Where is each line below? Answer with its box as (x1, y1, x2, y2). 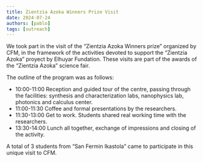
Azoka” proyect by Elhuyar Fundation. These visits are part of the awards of (6, 55, 197, 63)
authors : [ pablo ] (6, 20, 51, 26)
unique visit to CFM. (6, 149, 57, 157)
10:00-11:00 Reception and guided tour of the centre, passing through (15, 86, 191, 93)
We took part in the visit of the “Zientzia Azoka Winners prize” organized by (6, 43, 197, 50)
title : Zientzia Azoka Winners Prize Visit (6, 9, 119, 15)
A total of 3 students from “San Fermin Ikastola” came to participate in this (6, 143, 194, 150)
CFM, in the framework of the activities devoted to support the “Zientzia (6, 49, 188, 57)
